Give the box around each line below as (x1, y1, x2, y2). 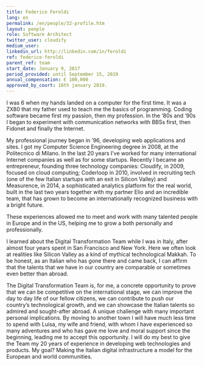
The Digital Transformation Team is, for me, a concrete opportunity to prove (6, 282, 197, 289)
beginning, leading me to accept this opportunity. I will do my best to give (6, 334, 191, 340)
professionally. (6, 226, 43, 233)
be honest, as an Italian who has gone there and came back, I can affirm (6, 257, 188, 264)
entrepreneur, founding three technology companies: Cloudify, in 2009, (6, 162, 185, 170)
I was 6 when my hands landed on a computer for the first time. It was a (6, 99, 187, 106)
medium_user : (6, 43, 40, 49)
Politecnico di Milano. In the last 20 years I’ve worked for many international (6, 150, 197, 157)
